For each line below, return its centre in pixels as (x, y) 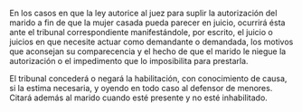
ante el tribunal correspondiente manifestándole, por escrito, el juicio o (141, 32)
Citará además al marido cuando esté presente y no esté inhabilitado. (139, 98)
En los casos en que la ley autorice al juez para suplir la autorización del (143, 13)
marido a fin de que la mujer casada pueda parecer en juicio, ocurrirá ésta (147, 23)
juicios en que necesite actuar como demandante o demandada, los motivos (151, 42)
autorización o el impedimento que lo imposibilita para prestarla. (129, 61)
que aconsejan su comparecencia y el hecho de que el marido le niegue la (148, 51)
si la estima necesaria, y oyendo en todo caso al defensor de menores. (141, 88)
